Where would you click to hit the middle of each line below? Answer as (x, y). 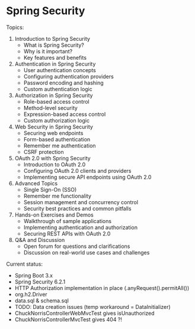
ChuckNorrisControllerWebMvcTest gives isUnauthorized (85, 313)
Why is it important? (48, 51)
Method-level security (51, 108)
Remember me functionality (57, 196)
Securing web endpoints (53, 133)
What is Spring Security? (54, 45)
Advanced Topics (36, 183)
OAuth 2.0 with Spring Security (52, 158)
